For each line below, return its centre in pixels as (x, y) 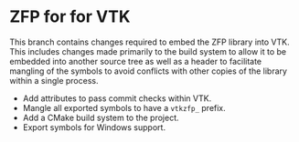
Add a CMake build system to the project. (101, 117)
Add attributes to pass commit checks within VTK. (117, 98)
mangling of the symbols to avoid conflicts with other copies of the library (149, 71)
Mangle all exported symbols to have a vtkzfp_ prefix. (124, 107)
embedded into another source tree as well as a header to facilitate (136, 61)
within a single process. (54, 80)
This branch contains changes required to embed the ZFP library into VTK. (149, 42)
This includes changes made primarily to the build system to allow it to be (148, 51)
